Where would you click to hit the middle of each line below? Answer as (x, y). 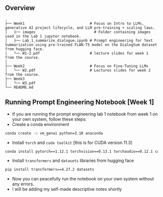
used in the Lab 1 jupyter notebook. (43, 36)
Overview (20, 8)
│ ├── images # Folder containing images (78, 32)
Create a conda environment (41, 124)
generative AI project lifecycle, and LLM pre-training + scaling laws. (80, 28)
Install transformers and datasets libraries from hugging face (73, 161)
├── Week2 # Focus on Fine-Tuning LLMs (77, 66)
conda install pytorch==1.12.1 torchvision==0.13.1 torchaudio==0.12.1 (79, 151)
